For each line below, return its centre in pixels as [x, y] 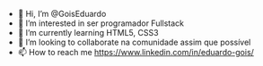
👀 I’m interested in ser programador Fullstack [101, 23]
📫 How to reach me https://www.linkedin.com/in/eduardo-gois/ [136, 52]
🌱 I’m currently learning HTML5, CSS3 [88, 33]
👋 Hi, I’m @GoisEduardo [62, 14]
